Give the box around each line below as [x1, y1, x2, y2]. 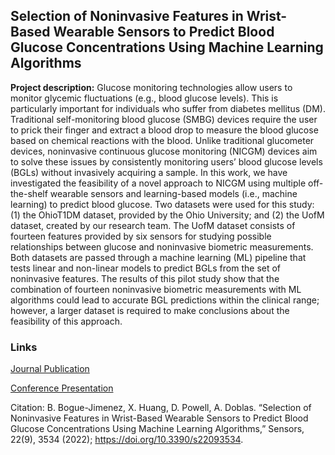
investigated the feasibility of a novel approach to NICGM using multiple [10, 177, 307, 189]
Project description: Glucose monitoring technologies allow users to [10, 81, 293, 93]
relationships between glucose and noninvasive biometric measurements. [10, 240, 314, 253]
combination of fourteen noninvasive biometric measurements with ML [10, 283, 302, 295]
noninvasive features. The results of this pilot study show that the [10, 272, 280, 284]
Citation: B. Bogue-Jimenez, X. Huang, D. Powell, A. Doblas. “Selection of [10, 402, 312, 414]
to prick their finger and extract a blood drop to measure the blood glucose [10, 124, 319, 136]
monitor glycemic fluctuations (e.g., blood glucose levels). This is [10, 92, 279, 104]
